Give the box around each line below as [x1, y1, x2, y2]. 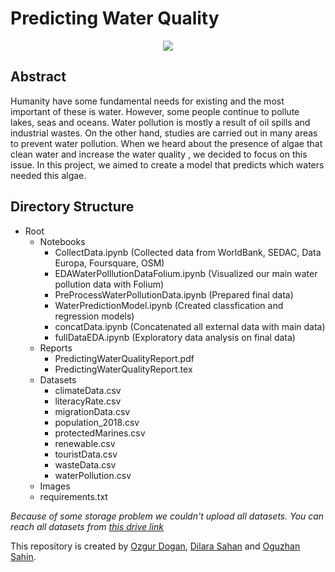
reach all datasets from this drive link [10, 520, 164, 532]
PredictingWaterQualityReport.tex [54, 363, 193, 375]
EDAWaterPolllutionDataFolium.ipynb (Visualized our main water [54, 267, 318, 279]
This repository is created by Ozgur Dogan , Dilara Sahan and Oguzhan [10, 540, 301, 552]
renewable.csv [54, 437, 116, 449]
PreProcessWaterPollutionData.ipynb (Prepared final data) [54, 288, 294, 301]
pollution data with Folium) [54, 278, 165, 290]
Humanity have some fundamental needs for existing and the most [10, 95, 285, 107]
